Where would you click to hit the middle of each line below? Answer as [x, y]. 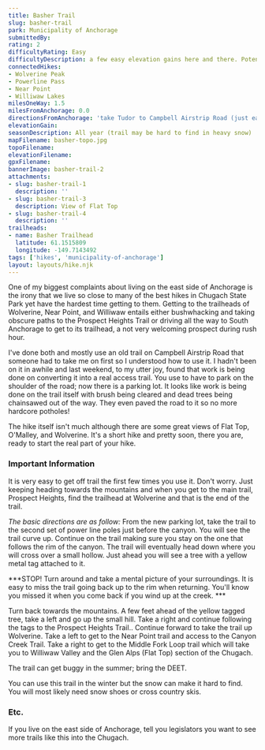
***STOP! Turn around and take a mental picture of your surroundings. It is [131, 578]
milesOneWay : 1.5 [37, 103]
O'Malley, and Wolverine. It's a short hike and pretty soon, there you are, [126, 435]
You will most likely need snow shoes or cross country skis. [105, 692]
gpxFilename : [30, 162]
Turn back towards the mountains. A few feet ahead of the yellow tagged [127, 610]
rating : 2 [24, 45]
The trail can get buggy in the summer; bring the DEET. [98, 668]
